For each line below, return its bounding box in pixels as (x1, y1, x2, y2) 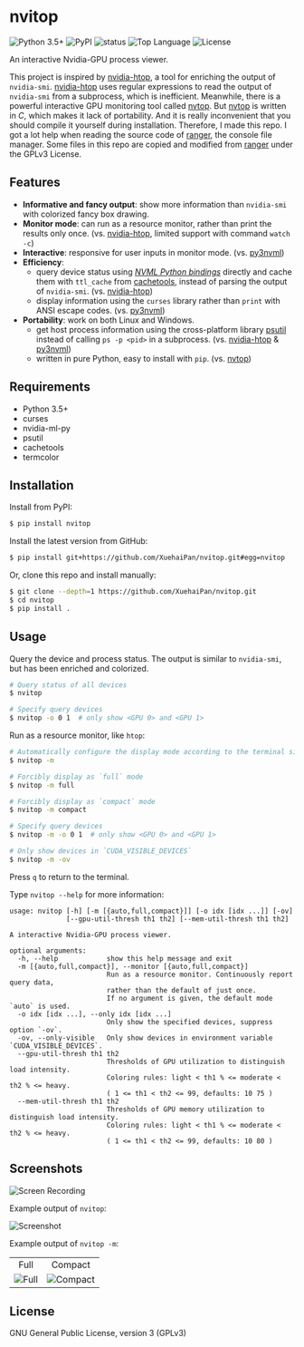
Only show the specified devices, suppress (106, 1017, 273, 1026)
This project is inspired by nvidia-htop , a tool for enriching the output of (9, 71, 276, 82)
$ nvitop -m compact (9, 805, 88, 815)
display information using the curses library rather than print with (35, 295, 280, 305)
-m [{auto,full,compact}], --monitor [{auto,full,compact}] (17, 962, 249, 971)
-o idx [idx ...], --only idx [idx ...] (17, 1009, 172, 1019)
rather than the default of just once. (106, 985, 257, 994)
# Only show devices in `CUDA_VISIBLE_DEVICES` (9, 847, 193, 856)
